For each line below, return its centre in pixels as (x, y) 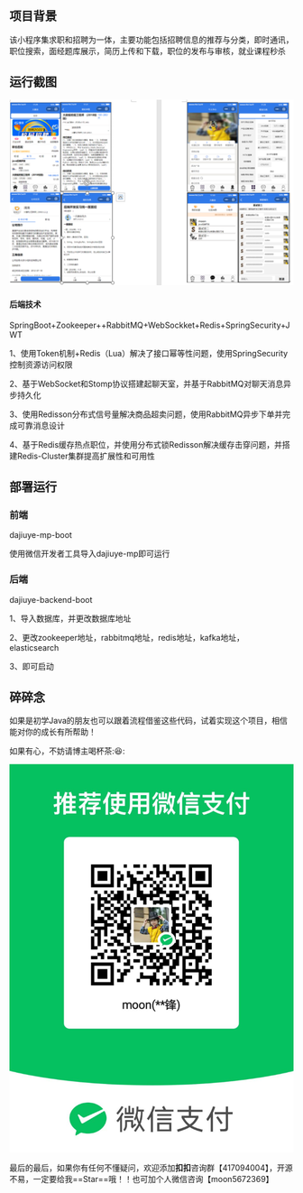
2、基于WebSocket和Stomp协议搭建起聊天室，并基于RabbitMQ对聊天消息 (147, 384)
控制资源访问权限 (41, 365)
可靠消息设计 (41, 425)
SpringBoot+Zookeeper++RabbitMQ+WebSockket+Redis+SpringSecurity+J (150, 325)
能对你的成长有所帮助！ (53, 732)
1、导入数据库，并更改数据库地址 (70, 618)
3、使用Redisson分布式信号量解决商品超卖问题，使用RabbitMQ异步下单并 (146, 414)
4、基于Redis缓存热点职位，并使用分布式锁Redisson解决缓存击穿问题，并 (146, 444)
